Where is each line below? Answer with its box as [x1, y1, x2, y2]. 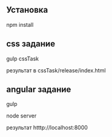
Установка [6, 5, 48, 15]
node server [6, 112, 37, 119]
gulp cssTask [6, 55, 39, 62]
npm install [6, 21, 34, 28]
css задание [6, 39, 56, 49]
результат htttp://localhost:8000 [6, 124, 88, 132]
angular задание [6, 85, 71, 95]
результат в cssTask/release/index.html [6, 66, 106, 74]
